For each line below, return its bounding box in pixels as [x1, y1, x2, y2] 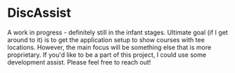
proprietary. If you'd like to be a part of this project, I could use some [7, 51, 206, 59]
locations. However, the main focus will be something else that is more [7, 43, 212, 51]
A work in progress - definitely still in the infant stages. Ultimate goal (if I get [7, 28, 229, 36]
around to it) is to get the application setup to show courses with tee [7, 35, 205, 44]
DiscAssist [7, 5, 72, 21]
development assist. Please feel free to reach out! [7, 58, 151, 66]
